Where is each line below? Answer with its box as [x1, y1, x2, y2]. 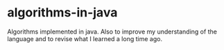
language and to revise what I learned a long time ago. [7, 34, 163, 42]
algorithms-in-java [7, 5, 118, 21]
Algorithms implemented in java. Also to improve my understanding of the [7, 27, 217, 36]
